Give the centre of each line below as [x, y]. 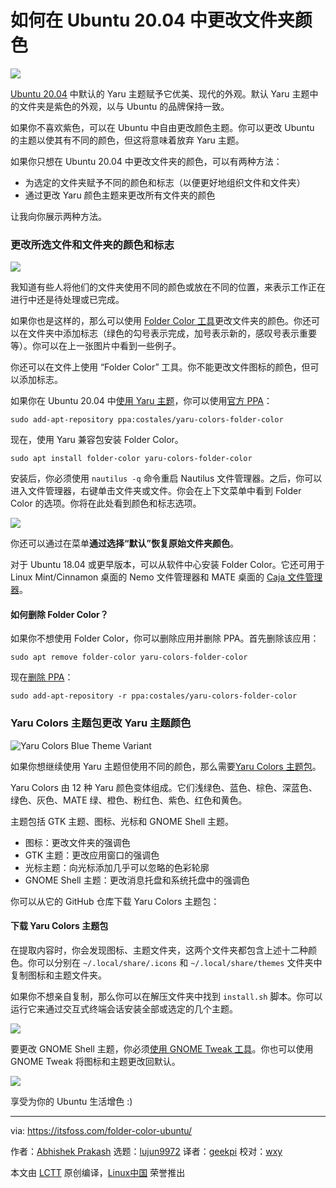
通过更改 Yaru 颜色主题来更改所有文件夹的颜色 [120, 195]
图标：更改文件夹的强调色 [77, 842]
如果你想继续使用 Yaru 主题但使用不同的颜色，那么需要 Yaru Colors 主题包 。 [166, 766]
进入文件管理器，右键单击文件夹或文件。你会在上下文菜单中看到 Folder [156, 491]
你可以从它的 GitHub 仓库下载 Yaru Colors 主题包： [115, 901]
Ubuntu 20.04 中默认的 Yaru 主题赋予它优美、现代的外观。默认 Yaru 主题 [160, 93]
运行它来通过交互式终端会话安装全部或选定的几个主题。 [124, 1008]
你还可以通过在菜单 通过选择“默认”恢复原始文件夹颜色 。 [125, 543]
